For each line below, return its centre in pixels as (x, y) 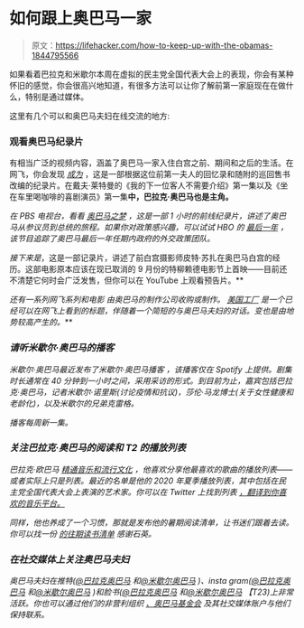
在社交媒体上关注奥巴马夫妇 (69, 559)
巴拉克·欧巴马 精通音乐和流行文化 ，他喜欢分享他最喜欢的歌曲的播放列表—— (151, 469)
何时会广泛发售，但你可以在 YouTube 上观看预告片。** (142, 280)
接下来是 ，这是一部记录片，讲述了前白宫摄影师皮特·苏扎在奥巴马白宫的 (141, 258)
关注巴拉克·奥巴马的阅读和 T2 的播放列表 (98, 448)
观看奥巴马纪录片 (46, 141)
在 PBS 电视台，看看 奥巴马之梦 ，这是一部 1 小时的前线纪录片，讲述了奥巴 (148, 216)
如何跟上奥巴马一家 (81, 19)
